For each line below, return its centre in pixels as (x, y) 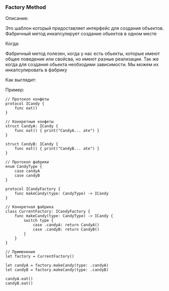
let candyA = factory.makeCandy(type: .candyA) (57, 265)
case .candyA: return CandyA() (66, 225)
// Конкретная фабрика (29, 207)
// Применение (20, 252)
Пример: (15, 90)
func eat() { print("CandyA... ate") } (57, 131)
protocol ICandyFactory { (33, 189)
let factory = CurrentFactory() (40, 257)
